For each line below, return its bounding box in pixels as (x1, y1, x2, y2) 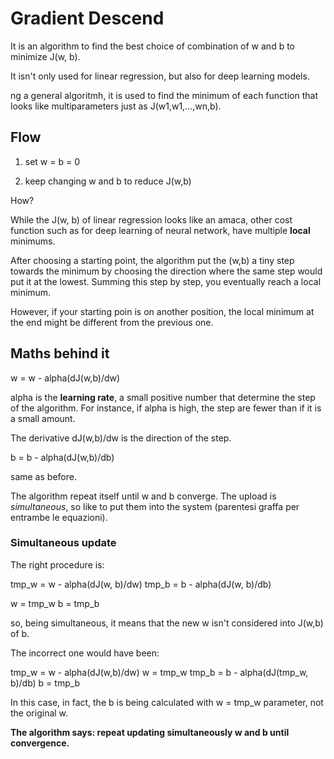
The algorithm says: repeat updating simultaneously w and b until (10, 726, 290, 738)
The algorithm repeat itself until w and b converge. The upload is (10, 490, 277, 502)
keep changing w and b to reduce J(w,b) (24, 175, 192, 187)
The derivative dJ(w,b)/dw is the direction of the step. (10, 432, 232, 444)
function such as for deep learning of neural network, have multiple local (10, 224, 311, 236)
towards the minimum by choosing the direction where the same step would (10, 265, 323, 277)
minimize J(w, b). (10, 50, 81, 62)
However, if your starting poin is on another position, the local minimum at (10, 305, 315, 317)
